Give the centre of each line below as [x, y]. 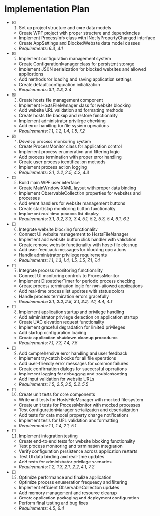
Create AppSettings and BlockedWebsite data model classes [79, 43]
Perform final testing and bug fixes [53, 503]
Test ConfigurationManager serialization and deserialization [79, 410]
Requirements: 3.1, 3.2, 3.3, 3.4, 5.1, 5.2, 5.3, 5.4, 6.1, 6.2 [74, 219]
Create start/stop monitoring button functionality [67, 208]
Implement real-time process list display [59, 214]
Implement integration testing [48, 436]
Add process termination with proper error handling [70, 157]
